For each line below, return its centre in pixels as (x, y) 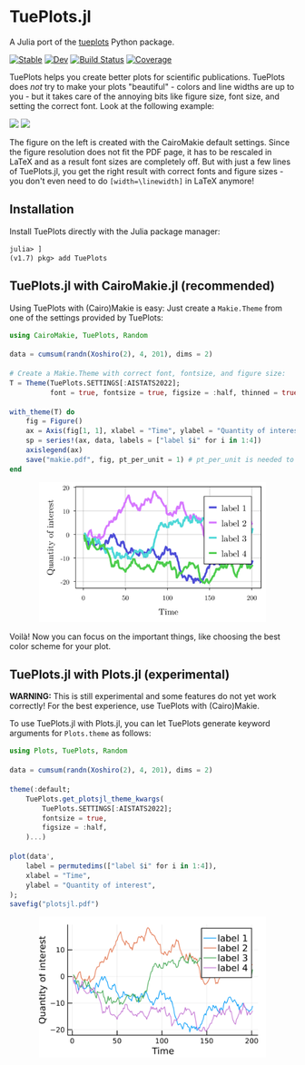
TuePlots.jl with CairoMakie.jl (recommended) (142, 286)
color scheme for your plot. (60, 646)
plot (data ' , (32, 856)
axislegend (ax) (54, 450)
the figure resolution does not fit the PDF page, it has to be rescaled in (141, 152)
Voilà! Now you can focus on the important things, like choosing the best (145, 636)
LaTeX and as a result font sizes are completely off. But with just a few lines (150, 162)
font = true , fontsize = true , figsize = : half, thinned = (164, 392)
